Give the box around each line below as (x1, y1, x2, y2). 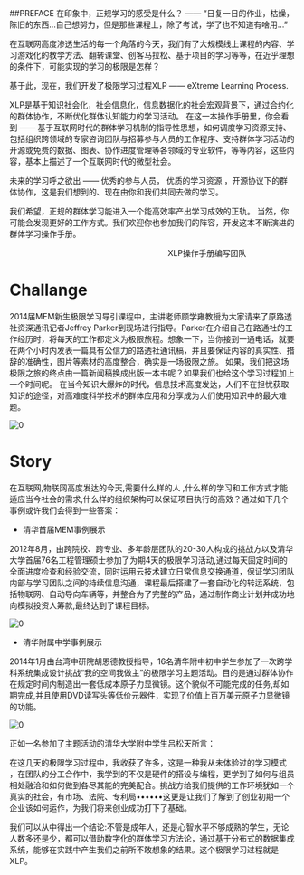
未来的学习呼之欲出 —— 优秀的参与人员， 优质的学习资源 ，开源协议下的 (9, 176, 280, 185)
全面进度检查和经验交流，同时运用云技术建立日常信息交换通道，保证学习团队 (9, 566, 295, 576)
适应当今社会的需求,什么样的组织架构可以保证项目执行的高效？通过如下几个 (9, 493, 290, 504)
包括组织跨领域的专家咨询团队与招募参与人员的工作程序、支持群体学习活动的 (9, 134, 295, 144)
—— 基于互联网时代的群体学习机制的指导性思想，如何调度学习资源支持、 (19, 122, 291, 133)
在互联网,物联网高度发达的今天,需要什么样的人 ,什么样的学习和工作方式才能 (9, 482, 289, 493)
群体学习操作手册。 (9, 229, 81, 239)
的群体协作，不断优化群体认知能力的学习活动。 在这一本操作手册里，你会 (9, 111, 281, 121)
